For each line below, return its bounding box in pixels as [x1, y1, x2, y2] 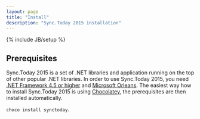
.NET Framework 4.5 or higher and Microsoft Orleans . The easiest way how [6, 82, 192, 89]
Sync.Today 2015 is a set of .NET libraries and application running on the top [6, 69, 195, 76]
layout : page [6, 8, 39, 15]
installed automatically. [6, 95, 63, 102]
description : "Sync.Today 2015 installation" [6, 20, 121, 26]
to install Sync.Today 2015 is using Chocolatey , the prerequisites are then [6, 88, 186, 95]
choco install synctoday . [6, 106, 70, 113]
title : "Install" [6, 14, 50, 20]
